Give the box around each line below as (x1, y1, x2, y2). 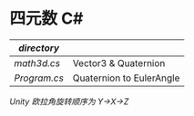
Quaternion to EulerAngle (72, 72, 180, 84)
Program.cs (14, 72, 64, 84)
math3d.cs (14, 56, 61, 69)
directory (17, 42, 60, 54)
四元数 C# (9, 8, 84, 29)
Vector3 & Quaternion (72, 56, 166, 69)
